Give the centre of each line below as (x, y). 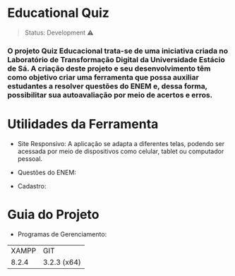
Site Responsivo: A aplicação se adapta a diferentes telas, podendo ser (121, 143)
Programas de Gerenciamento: (62, 234)
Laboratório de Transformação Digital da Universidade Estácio (116, 59)
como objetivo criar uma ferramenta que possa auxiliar (103, 77)
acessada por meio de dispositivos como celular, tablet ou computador (121, 151)
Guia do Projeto (53, 214)
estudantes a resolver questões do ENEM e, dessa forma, (108, 86)
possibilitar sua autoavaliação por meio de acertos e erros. (110, 95)
